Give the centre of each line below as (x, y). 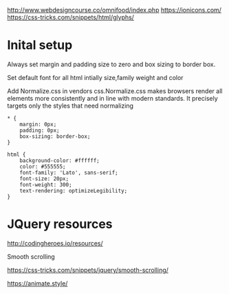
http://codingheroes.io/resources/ (55, 243)
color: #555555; (43, 166)
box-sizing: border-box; (55, 136)
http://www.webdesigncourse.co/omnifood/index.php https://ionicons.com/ (115, 10)
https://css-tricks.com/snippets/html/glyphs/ (70, 17)
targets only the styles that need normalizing (70, 106)
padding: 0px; (40, 130)
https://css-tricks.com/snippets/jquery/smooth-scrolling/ (88, 270)
